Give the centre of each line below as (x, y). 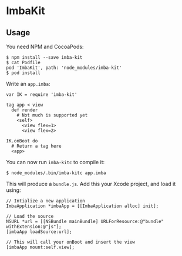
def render (25, 110)
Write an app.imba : (28, 84)
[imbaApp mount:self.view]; (41, 247)
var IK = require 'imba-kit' (42, 95)
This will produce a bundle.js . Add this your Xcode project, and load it (91, 184)
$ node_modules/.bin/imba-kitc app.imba (56, 173)
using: (14, 190)
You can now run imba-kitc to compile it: (55, 162)
